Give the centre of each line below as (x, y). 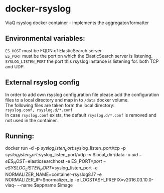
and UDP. (15, 66)
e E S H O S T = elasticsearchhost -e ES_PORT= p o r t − (56, 162)
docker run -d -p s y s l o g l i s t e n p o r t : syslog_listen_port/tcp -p (66, 149)
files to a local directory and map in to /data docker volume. (67, 100)
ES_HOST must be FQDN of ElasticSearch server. (54, 50)
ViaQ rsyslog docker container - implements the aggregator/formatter (77, 23)
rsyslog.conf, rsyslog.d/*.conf (39, 110)
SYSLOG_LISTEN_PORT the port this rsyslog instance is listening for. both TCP (82, 61)
